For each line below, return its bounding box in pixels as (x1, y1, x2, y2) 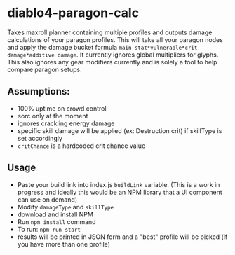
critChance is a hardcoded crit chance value (17, 142, 146, 150)
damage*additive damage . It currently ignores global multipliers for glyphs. (7, 50, 219, 59)
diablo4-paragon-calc (7, 5, 139, 21)
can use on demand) (17, 195, 78, 204)
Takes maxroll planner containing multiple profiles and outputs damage (7, 28, 213, 36)
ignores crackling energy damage (17, 119, 115, 127)
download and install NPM (17, 210, 93, 219)
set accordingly (17, 134, 63, 142)
